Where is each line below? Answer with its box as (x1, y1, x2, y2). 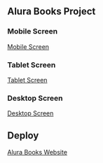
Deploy (7, 129, 39, 141)
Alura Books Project (7, 6, 96, 17)
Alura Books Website (7, 148, 68, 157)
